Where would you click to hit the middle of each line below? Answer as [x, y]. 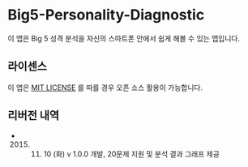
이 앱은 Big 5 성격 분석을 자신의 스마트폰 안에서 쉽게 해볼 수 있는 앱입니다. [124, 38]
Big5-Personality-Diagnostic [106, 15]
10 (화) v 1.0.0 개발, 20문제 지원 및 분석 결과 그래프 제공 [132, 154]
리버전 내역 [34, 116]
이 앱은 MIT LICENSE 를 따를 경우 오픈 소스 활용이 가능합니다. [105, 88]
